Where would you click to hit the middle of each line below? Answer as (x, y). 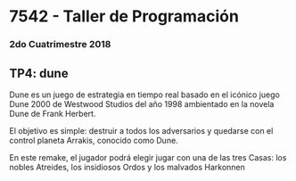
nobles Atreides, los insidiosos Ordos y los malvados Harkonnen (127, 167)
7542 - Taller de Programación (124, 16)
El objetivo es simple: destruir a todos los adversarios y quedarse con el (141, 130)
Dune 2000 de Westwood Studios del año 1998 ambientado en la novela (142, 103)
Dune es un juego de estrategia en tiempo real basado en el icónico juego (145, 95)
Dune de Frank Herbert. (53, 113)
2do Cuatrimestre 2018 (60, 45)
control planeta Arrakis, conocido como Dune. (94, 140)
